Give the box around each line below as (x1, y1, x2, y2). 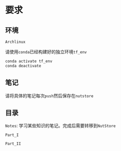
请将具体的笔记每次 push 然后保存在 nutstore (5, 93, 93, 99)
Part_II (5, 142, 21, 147)
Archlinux (5, 39, 26, 44)
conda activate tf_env (5, 59, 52, 64)
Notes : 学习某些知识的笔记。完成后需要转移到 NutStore (5, 123, 116, 129)
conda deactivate (5, 63, 41, 68)
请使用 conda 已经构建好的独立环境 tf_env (5, 49, 87, 55)
